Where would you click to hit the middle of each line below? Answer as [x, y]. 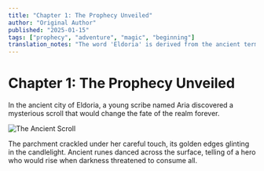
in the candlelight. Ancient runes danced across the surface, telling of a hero [132, 152]
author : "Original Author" [52, 23]
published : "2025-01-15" [49, 30]
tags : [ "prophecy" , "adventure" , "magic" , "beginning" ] [101, 37]
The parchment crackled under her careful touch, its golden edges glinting [129, 144]
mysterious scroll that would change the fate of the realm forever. [114, 114]
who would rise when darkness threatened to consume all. [103, 161]
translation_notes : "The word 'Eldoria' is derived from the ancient [125, 45]
